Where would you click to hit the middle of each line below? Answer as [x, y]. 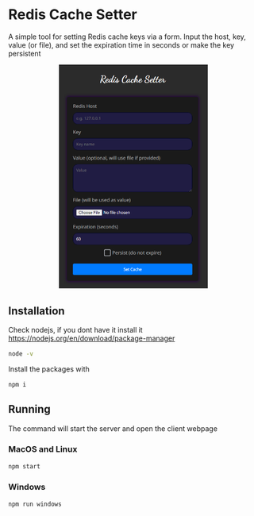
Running [30, 409]
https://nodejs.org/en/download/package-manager [92, 338]
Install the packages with [49, 369]
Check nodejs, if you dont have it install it [75, 330]
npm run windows [35, 504]
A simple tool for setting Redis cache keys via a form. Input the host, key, [127, 37]
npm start [25, 467]
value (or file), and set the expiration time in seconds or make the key [121, 44]
